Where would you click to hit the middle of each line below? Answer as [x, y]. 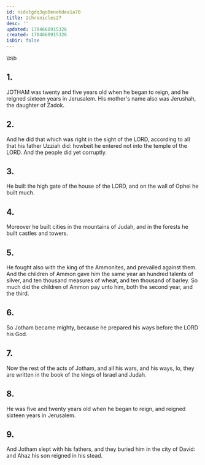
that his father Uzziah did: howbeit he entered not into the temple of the [97, 145]
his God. [17, 334]
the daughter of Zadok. [36, 105]
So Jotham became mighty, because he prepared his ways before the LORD [102, 327]
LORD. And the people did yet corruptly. [57, 152]
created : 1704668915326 [37, 35]
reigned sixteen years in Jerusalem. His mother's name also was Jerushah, [101, 98]
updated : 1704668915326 [37, 29]
